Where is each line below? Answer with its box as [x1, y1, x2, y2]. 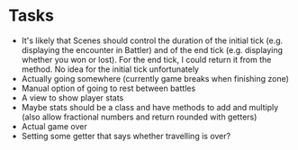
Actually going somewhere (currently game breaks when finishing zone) [21, 73, 290, 84]
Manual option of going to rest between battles [21, 83, 196, 93]
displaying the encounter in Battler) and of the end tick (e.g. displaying [21, 44, 284, 55]
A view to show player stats [21, 92, 124, 103]
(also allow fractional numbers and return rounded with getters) [21, 111, 257, 122]
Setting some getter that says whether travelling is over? [21, 130, 231, 141]
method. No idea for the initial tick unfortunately [21, 64, 200, 75]
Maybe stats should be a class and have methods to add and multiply [21, 101, 279, 112]
